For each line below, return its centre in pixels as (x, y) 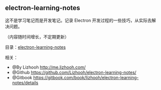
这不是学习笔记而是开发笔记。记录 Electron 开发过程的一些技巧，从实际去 (79, 20)
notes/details (25, 83)
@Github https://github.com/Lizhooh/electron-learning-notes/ (74, 72)
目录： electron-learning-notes (36, 47)
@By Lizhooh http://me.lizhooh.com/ (49, 67)
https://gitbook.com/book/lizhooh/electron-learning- (86, 77)
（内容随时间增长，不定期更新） (37, 36)
